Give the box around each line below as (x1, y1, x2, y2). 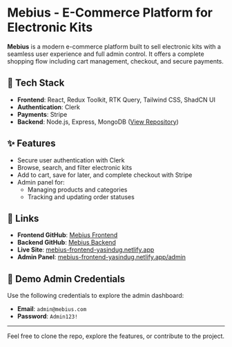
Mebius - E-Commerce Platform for (7, 5, 213, 21)
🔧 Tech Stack (7, 77, 65, 89)
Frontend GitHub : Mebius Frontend (17, 231, 118, 239)
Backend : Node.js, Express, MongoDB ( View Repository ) (17, 118, 180, 126)
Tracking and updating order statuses (27, 192, 135, 201)
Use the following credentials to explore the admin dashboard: (7, 292, 184, 300)
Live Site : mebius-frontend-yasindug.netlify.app (17, 245, 155, 254)
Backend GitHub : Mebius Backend (17, 238, 116, 247)
